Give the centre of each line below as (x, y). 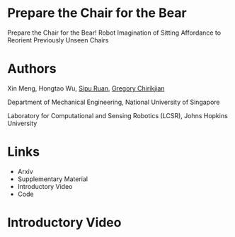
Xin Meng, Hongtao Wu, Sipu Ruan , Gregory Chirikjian (86, 88)
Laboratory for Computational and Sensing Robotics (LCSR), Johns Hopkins (117, 115)
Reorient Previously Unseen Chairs (58, 40)
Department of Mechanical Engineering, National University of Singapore (114, 102)
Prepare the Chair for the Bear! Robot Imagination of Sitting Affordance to (114, 33)
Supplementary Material (53, 179)
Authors (32, 69)
